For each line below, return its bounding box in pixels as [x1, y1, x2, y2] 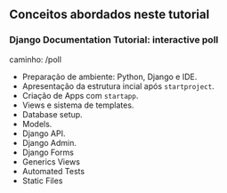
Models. [21, 118, 53, 129]
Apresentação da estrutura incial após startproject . [21, 80, 215, 92]
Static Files [21, 175, 63, 186]
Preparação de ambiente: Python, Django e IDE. [21, 71, 198, 82]
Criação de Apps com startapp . [21, 90, 139, 101]
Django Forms [21, 147, 74, 157]
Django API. [21, 128, 66, 139]
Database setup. [21, 109, 83, 119]
